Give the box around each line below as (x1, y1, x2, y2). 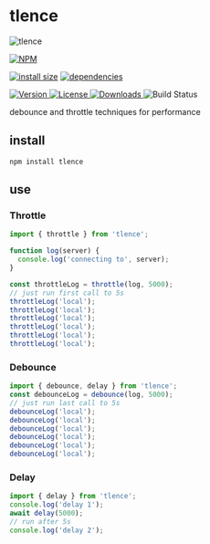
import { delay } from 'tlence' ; (9, 492, 137, 501)
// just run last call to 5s (9, 398, 121, 407)
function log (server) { (9, 246, 100, 256)
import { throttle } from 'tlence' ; (9, 230, 149, 239)
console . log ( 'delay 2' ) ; (9, 526, 104, 535)
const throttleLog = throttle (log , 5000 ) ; (9, 279, 173, 288)
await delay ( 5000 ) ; (9, 508, 84, 518)
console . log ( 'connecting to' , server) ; (17, 255, 170, 265)
